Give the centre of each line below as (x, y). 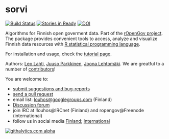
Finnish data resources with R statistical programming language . (73, 44)
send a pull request (33, 94)
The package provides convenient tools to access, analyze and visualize (81, 39)
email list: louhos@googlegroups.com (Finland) (62, 99)
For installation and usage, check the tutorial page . (59, 54)
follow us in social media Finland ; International (61, 121)
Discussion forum (31, 105)
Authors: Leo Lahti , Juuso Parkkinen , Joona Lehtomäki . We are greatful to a (85, 63)
